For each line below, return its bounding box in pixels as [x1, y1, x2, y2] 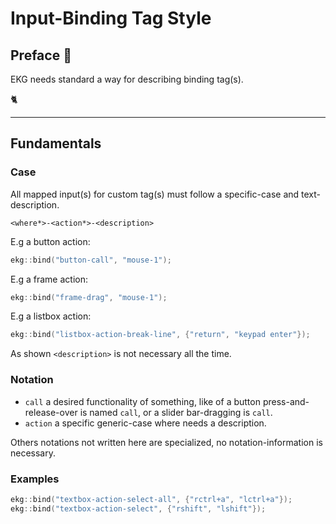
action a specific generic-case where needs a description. [24, 417, 267, 429]
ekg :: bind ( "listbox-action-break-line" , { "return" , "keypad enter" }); [10, 330, 311, 340]
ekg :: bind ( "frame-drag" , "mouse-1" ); [10, 292, 168, 302]
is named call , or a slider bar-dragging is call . [79, 406, 273, 418]
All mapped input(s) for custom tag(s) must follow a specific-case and [10, 188, 300, 200]
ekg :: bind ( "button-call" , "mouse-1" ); [10, 255, 172, 265]
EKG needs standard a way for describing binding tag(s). [10, 73, 244, 85]
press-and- [262, 395, 310, 407]
